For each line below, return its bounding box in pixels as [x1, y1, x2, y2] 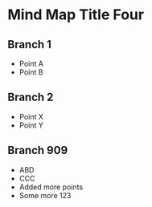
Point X [18, 112, 43, 121]
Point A [18, 59, 43, 68]
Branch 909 [7, 144, 68, 157]
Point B [18, 67, 43, 77]
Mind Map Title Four [7, 6, 145, 24]
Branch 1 [7, 38, 51, 51]
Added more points [18, 182, 84, 192]
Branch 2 [7, 91, 54, 104]
